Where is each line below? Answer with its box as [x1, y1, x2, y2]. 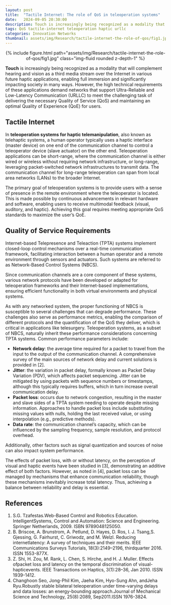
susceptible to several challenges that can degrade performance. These [5, 308, 157, 314]
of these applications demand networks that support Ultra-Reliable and [5, 87, 154, 93]
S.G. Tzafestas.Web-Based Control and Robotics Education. [12, 513, 138, 519]
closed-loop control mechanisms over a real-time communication [5, 245, 142, 251]
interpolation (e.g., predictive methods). [12, 416, 96, 422]
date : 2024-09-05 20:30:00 [5, 17, 67, 22]
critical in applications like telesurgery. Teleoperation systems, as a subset [5, 325, 161, 331]
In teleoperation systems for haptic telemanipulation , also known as [5, 131, 151, 138]
